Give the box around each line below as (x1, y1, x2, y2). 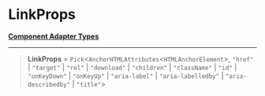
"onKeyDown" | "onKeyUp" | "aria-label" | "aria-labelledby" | (27, 71, 224, 80)
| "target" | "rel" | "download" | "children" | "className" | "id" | (27, 62, 237, 72)
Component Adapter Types (8, 31, 99, 41)
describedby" (27, 80, 71, 88)
